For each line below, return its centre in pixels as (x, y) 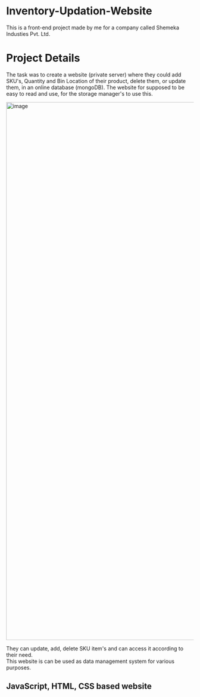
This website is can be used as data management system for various (90, 661)
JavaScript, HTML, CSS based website (79, 687)
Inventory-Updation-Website (79, 11)
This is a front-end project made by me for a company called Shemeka (93, 27)
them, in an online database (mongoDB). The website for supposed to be (95, 87)
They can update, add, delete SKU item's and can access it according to (95, 648)
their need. (19, 655)
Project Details (43, 58)
